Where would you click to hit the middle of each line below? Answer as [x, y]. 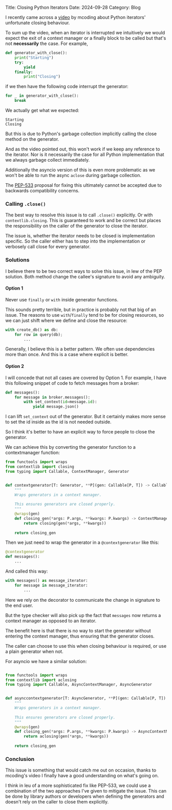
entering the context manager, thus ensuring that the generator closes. [80, 636]
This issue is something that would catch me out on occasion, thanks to [81, 770]
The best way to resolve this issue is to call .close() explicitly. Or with [79, 215]
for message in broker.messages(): [52, 397]
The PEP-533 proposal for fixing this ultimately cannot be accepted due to [84, 185]
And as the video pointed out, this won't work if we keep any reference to [83, 149]
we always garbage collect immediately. [48, 160]
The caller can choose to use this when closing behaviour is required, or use [86, 646]
